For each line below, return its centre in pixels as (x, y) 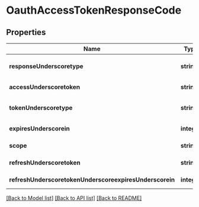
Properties (26, 32)
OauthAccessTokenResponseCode (94, 10)
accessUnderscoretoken (45, 87)
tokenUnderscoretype (41, 108)
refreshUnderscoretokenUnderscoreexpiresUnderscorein (92, 180)
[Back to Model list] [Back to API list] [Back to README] (74, 198)
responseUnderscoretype (46, 66)
